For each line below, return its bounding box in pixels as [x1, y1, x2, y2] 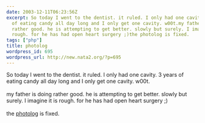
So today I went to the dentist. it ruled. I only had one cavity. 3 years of [6, 71, 184, 78]
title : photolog [6, 43, 48, 49]
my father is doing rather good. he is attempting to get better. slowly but [6, 90, 187, 97]
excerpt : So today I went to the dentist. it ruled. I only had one [6, 15, 184, 21]
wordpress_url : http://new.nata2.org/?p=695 [6, 54, 121, 60]
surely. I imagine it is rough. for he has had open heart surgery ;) [6, 97, 168, 104]
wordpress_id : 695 [6, 49, 53, 55]
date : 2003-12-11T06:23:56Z [6, 9, 78, 15]
